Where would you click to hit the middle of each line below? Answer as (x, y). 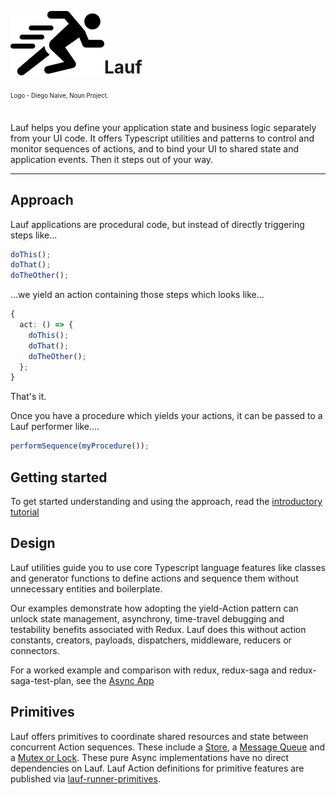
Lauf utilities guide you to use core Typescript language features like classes (168, 567)
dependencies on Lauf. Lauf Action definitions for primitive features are (157, 768)
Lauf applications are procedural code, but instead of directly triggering (157, 224)
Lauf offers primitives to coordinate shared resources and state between (159, 736)
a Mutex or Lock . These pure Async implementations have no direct (150, 757)
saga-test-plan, (42, 680)
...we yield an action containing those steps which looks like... (137, 295)
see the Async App (115, 680)
